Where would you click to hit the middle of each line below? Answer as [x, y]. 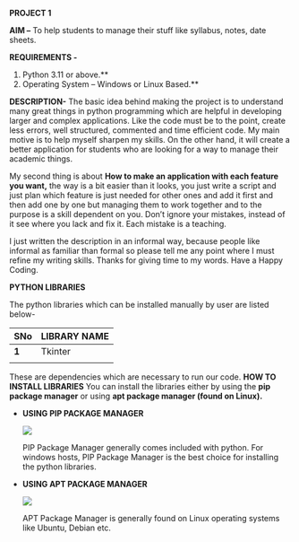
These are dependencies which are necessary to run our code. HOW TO [143, 377]
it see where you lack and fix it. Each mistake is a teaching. [118, 224]
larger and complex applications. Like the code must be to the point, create [148, 121]
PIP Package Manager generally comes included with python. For [143, 447]
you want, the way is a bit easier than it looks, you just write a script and [143, 186]
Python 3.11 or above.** [65, 74]
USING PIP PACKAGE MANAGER [83, 413]
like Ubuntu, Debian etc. [67, 528]
